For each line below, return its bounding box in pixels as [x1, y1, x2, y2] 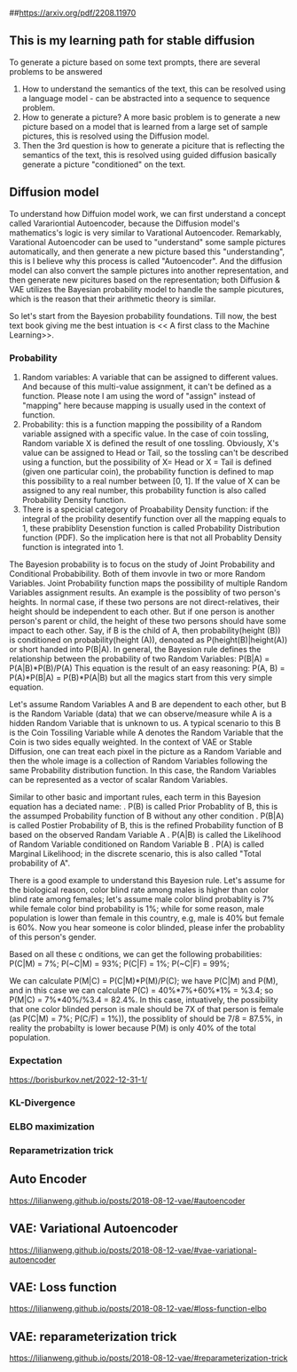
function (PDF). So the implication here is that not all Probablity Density [21, 532, 282, 543]
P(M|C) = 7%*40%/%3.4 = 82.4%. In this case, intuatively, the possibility [9, 994, 278, 1005]
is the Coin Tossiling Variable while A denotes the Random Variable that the [9, 727, 284, 738]
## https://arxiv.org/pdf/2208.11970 [9, 8, 137, 18]
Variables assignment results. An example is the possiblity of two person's [9, 586, 281, 598]
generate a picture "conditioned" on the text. [21, 159, 186, 170]
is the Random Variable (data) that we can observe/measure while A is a [9, 708, 272, 719]
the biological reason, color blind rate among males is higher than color [9, 884, 270, 895]
